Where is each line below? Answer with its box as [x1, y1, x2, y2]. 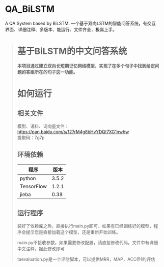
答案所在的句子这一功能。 [26, 69, 78, 75]
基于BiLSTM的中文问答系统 [17, 46, 127, 57]
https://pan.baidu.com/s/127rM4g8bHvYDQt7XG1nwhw [17, 129, 129, 134]
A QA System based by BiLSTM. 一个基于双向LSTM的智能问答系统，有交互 [5, 20, 156, 26]
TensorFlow [19, 183, 47, 190]
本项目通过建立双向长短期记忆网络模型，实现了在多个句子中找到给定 [17, 63, 155, 68]
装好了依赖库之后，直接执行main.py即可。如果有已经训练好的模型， [17, 223, 154, 229]
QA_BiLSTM [5, 3, 55, 15]
